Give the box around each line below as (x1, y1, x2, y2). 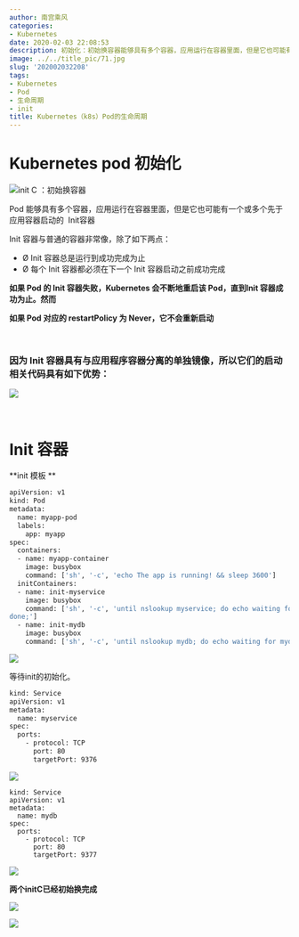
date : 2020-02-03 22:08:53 (9, 37, 109, 47)
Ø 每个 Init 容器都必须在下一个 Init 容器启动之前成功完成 (21, 264, 226, 274)
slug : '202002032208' (9, 63, 90, 72)
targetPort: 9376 (32, 754, 98, 764)
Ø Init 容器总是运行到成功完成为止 (21, 253, 146, 264)
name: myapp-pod (17, 513, 77, 522)
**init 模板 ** (9, 470, 56, 481)
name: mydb (17, 811, 58, 820)
